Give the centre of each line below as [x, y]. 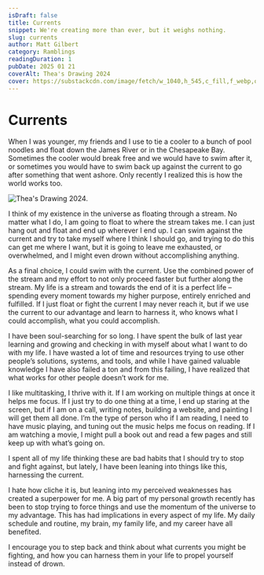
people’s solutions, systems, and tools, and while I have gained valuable [125, 361]
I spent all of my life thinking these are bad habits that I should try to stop [126, 458]
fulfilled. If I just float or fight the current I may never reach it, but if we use [128, 304]
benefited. [25, 532]
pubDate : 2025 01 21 [42, 67]
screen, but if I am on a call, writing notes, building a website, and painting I [130, 410]
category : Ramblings [42, 52]
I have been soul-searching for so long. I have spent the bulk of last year [125, 336]
